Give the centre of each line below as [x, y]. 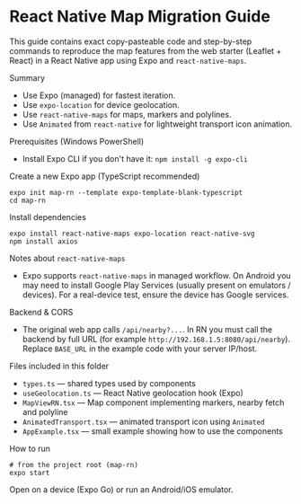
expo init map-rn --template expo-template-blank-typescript [126, 192]
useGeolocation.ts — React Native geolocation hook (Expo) [133, 393]
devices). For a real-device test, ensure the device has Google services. [155, 295]
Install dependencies [48, 217]
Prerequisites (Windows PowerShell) [77, 141]
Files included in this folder [59, 366]
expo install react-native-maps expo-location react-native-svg [132, 234]
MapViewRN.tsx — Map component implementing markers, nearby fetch [153, 402]
